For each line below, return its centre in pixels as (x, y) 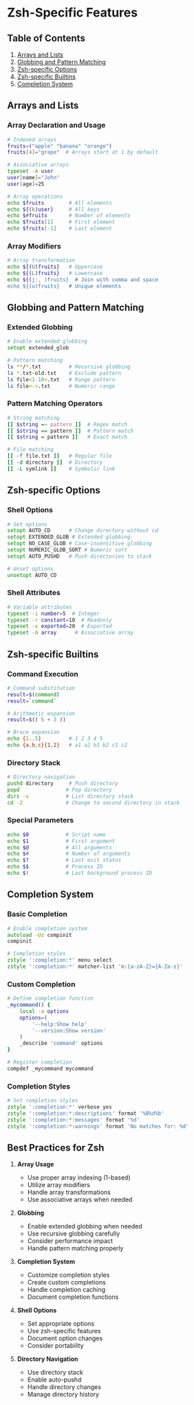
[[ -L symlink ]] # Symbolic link (61, 469)
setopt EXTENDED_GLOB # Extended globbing (69, 537)
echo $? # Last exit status (64, 860)
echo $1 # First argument (61, 841)
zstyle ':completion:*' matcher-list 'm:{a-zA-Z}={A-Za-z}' (95, 967)
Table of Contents (46, 38)
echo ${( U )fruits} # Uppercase (55, 267)
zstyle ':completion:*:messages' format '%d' (73, 1120)
